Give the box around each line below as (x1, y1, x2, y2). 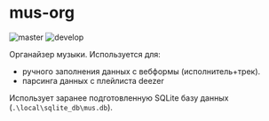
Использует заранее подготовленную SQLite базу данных (9, 92, 229, 103)
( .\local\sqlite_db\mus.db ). (9, 102, 114, 112)
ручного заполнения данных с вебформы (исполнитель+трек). (21, 65, 261, 77)
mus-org (9, 3, 75, 23)
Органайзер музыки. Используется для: (9, 49, 162, 59)
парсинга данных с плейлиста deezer (21, 75, 164, 86)
